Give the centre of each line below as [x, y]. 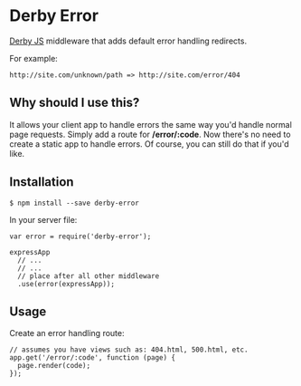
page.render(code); [54, 366]
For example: [34, 58]
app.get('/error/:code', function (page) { [93, 358]
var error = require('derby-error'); [80, 236]
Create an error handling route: [67, 333]
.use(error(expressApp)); [66, 284]
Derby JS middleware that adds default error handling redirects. [128, 41]
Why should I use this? [75, 103]
